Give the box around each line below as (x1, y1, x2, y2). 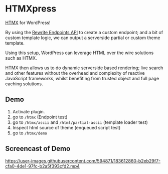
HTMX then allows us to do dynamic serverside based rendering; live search (5, 65, 163, 71)
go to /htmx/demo (12, 130, 48, 136)
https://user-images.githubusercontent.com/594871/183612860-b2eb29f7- (5, 157, 161, 163)
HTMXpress (5, 3, 57, 15)
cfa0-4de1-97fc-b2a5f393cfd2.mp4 (5, 163, 80, 169)
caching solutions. (5, 81, 43, 87)
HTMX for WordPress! (5, 20, 51, 26)
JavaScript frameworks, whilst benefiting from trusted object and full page (5, 75, 159, 81)
